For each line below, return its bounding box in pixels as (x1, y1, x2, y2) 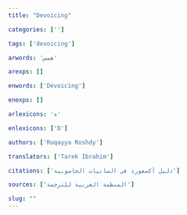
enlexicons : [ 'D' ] (8, 124, 68, 132)
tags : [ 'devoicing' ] (8, 40, 76, 48)
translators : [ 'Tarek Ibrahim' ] (8, 152, 113, 160)
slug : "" (8, 195, 37, 203)
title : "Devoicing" (8, 11, 72, 20)
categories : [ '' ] (8, 25, 65, 34)
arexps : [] (8, 68, 44, 76)
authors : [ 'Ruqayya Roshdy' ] (8, 138, 103, 146)
